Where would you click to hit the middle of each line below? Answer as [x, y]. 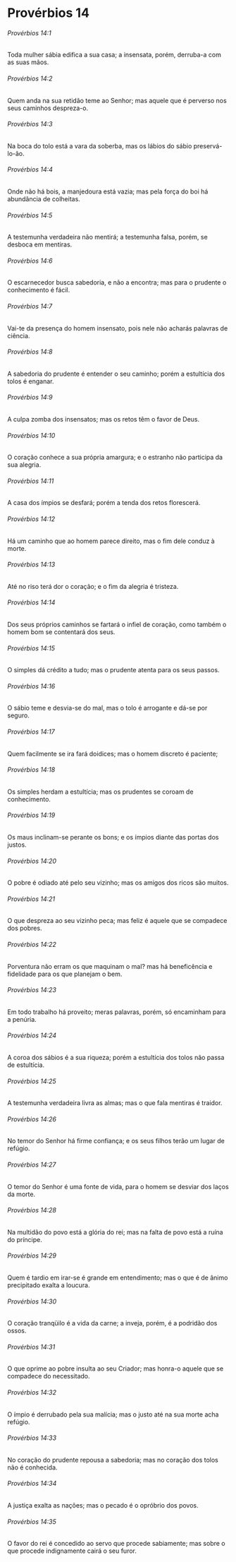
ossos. [17, 1331]
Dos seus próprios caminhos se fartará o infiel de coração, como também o [117, 625]
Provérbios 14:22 [32, 945]
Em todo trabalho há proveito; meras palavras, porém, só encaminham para [117, 1012]
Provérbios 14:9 [30, 398]
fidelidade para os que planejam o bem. [65, 974]
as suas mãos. [28, 62]
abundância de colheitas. [44, 199]
